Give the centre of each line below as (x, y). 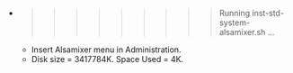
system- (234, 23)
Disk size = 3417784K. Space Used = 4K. (107, 59)
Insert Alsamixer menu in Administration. (106, 50)
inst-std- (268, 13)
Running (235, 13)
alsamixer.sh (242, 32)
